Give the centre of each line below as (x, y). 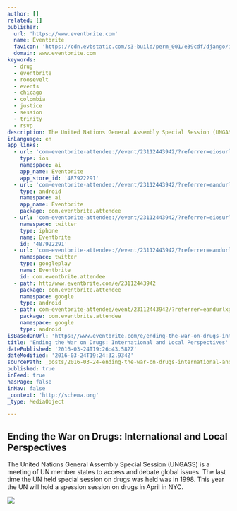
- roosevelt (31, 80)
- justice (28, 106)
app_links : (23, 146)
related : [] (25, 20)
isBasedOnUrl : (28, 336)
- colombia (30, 100)
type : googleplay (45, 264)
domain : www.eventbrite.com (55, 54)
